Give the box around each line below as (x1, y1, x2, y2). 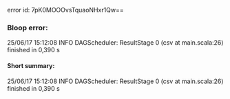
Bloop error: (7, 23, 48, 32)
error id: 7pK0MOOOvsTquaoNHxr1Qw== (7, 6, 124, 14)
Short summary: (7, 61, 55, 69)
